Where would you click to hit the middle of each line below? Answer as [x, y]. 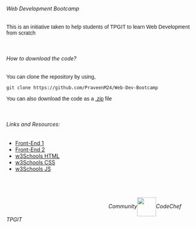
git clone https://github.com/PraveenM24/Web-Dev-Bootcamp [82, 88]
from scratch [21, 33]
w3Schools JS [33, 169]
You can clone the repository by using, [51, 77]
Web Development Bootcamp [43, 8]
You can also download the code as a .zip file [59, 99]
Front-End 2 [30, 149]
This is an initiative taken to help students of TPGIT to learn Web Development [98, 27]
